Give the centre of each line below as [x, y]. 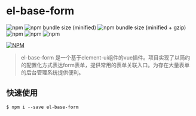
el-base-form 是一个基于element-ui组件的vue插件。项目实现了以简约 [105, 57]
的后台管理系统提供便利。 [52, 72]
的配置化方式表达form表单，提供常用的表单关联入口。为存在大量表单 [105, 65]
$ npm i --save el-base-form [42, 107]
